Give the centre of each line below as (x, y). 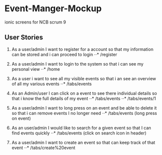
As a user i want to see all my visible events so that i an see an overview (84, 78)
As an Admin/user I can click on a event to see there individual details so (84, 93)
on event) (21, 118)
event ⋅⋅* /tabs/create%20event (44, 148)
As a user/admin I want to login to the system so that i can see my (78, 64)
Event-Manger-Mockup (53, 9)
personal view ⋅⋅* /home (36, 69)
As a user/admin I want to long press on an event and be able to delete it (84, 108)
